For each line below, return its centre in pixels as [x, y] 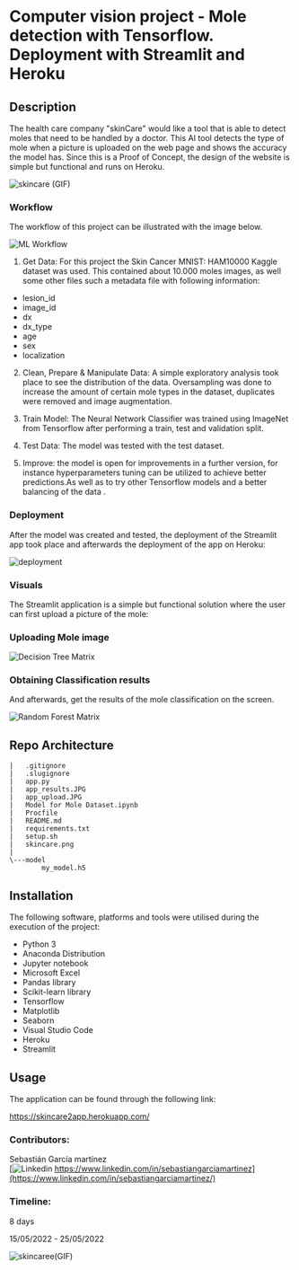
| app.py [30, 782]
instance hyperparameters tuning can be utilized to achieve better [144, 472]
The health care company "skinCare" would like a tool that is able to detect [148, 128]
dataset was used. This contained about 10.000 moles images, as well [151, 271]
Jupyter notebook [55, 964]
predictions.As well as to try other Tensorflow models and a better [145, 482]
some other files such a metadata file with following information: [141, 281]
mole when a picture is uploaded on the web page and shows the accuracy [148, 147]
